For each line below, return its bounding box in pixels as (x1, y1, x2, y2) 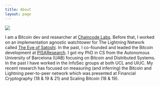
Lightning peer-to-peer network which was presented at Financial (5, 70, 136, 76)
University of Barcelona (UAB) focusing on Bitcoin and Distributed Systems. (5, 54, 156, 61)
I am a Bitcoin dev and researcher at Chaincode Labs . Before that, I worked (5, 34, 155, 40)
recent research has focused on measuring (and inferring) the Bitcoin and (5, 65, 152, 71)
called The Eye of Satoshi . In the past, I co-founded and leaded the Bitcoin (5, 44, 153, 50)
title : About (5, 7, 31, 12)
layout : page (5, 12, 31, 17)
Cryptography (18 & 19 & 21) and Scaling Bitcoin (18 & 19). (5, 75, 119, 81)
